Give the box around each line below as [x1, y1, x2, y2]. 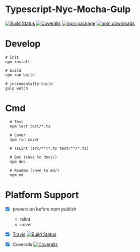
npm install [5, 59, 30, 64]
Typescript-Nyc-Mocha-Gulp [5, 4, 131, 15]
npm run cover [10, 137, 39, 142]
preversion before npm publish [12, 206, 77, 212]
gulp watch [5, 86, 28, 91]
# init [5, 55, 19, 60]
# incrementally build [5, 81, 53, 87]
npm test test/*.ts [10, 123, 51, 129]
